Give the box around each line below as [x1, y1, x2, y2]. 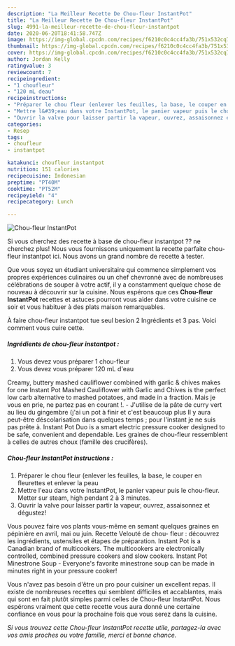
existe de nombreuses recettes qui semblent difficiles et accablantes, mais [7, 588, 222, 596]
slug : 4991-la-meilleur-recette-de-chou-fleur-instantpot [7, 23, 180, 30]
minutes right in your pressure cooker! [7, 567, 117, 575]
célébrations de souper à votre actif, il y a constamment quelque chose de [7, 280, 222, 289]
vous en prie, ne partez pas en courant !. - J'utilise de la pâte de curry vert [7, 401, 222, 409]
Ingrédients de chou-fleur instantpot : [7, 340, 120, 348]
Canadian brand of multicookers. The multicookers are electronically [7, 545, 205, 553]
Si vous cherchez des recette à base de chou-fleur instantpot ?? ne [7, 237, 201, 245]
